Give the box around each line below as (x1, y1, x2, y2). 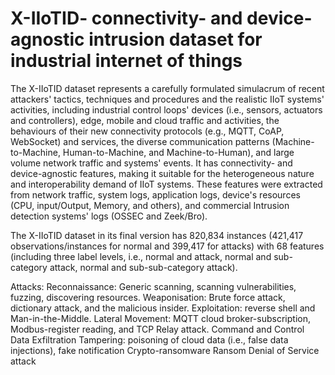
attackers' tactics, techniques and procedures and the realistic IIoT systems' (10, 93, 325, 105)
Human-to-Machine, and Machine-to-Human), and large (62, 146, 295, 158)
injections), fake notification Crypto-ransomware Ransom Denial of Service (10, 344, 320, 356)
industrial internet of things (10, 50, 243, 72)
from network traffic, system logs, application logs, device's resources (10, 188, 301, 201)
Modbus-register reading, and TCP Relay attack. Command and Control (10, 323, 305, 335)
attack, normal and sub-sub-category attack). (49, 261, 238, 273)
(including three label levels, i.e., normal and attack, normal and (10, 250, 272, 262)
